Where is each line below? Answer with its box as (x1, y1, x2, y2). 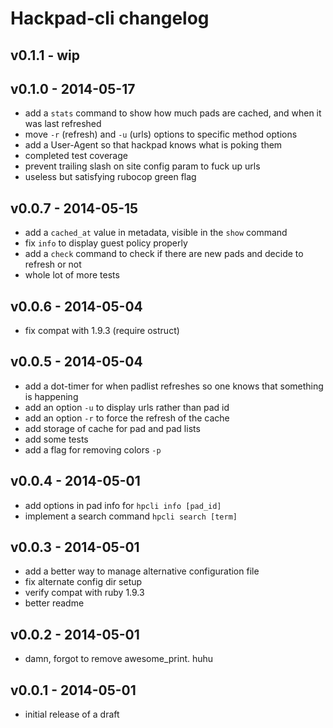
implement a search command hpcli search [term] (24, 510, 238, 522)
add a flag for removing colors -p (24, 443, 162, 456)
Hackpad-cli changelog (10, 7, 210, 30)
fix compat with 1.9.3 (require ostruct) (24, 325, 180, 337)
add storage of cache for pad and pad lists (24, 422, 201, 434)
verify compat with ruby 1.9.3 (24, 587, 145, 599)
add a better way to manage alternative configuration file (24, 565, 260, 577)
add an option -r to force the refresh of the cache (24, 412, 230, 424)
